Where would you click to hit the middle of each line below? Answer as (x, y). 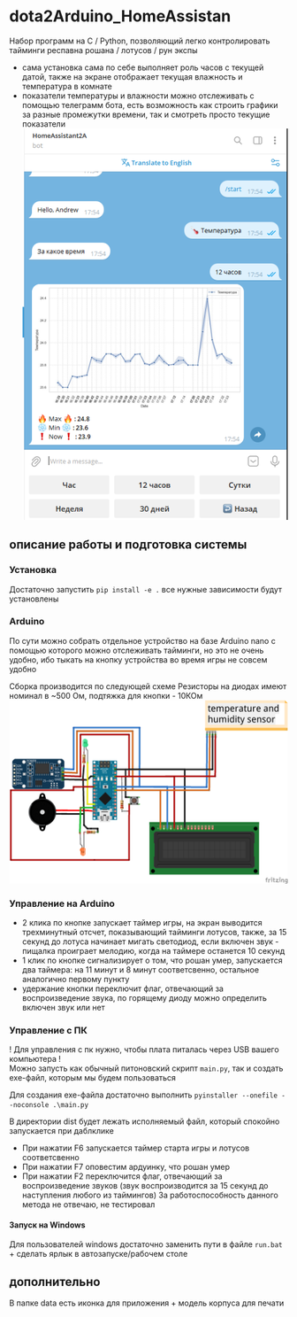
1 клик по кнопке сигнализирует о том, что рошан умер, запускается (152, 960)
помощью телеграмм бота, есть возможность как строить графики (150, 105)
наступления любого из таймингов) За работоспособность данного (150, 1195)
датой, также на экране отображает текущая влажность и (132, 76)
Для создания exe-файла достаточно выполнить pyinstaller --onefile (144, 1095)
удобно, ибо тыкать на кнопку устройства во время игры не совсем (138, 659)
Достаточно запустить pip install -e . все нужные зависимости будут (146, 589)
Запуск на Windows (47, 1225)
